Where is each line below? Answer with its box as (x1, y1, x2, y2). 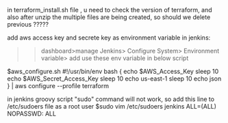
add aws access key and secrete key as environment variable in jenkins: (7, 33, 211, 42)
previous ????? (7, 20, 49, 28)
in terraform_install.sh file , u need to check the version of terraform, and (7, 6, 212, 14)
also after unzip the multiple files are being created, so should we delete (7, 13, 211, 21)
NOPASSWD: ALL (7, 109, 57, 118)
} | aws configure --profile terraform (7, 82, 110, 90)
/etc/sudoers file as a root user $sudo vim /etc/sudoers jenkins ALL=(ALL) (7, 102, 217, 110)
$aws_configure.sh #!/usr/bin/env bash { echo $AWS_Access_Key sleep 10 (7, 68, 219, 75)
